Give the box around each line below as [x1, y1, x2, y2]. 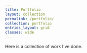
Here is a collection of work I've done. [5, 44, 83, 49]
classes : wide [5, 30, 35, 35]
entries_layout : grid [5, 26, 50, 30]
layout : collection [5, 12, 45, 17]
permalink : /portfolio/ [5, 16, 54, 21]
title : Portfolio [5, 7, 41, 12]
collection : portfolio [5, 21, 52, 26]
